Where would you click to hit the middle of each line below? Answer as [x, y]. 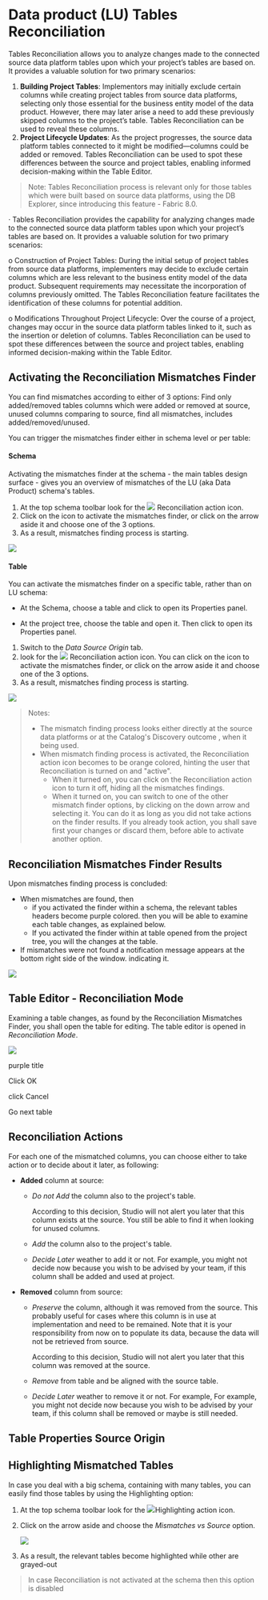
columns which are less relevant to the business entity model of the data [128, 277]
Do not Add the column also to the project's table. [114, 1196]
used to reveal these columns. [70, 129]
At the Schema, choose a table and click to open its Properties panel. [134, 608]
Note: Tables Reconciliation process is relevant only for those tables [140, 186]
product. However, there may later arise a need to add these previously [137, 112]
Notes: [39, 713]
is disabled [46, 1588]
